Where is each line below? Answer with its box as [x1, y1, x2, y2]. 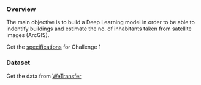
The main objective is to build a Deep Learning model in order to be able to [6, 19, 195, 26]
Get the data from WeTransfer [6, 72, 82, 80]
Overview [6, 5, 36, 13]
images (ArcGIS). [6, 32, 50, 39]
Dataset [6, 58, 31, 67]
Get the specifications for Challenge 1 [6, 43, 101, 50]
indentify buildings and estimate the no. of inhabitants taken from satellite [6, 25, 192, 32]
